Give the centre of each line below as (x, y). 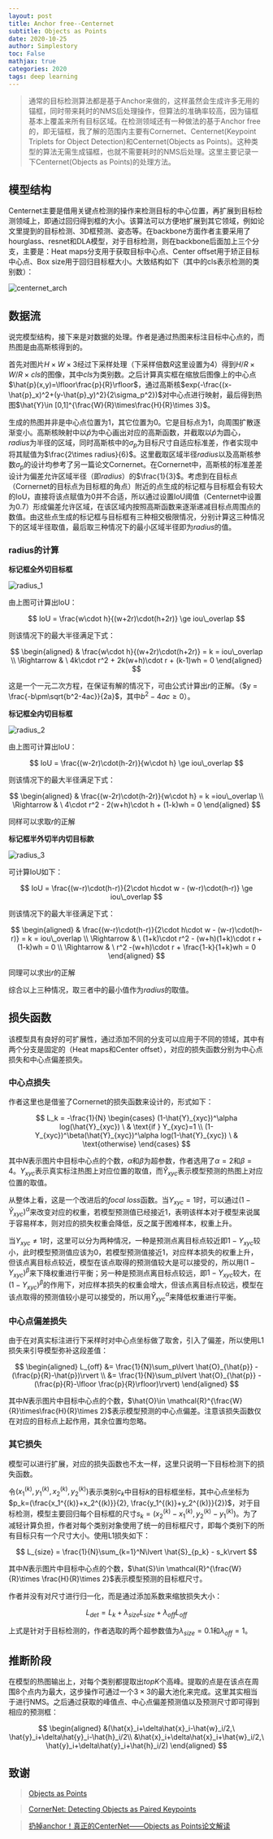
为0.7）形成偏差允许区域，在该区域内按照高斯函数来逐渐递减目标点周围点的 (135, 506)
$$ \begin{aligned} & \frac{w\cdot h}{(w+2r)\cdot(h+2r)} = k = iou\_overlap (136, 652)
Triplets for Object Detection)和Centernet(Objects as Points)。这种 (140, 141)
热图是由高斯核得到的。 (48, 347)
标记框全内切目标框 (41, 714)
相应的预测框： (33, 1712)
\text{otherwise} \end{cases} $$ (136, 1143)
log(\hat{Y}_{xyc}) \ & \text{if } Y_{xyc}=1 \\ (131, 1126)
